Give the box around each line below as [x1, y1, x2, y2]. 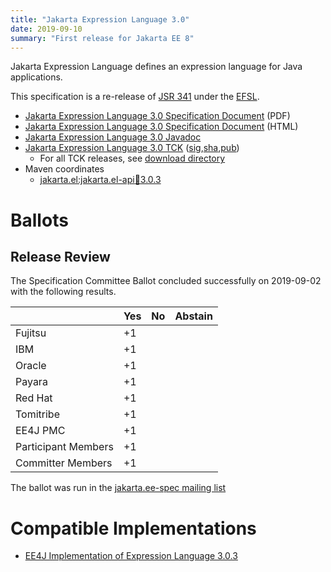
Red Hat [15, 391, 53, 405]
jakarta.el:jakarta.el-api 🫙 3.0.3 [39, 174, 162, 186]
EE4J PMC [15, 424, 66, 438]
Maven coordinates [24, 163, 105, 175]
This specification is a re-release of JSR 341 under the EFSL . [10, 91, 260, 103]
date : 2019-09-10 [10, 24, 83, 34]
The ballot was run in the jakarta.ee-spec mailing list [10, 482, 227, 494]
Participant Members [15, 440, 114, 454]
